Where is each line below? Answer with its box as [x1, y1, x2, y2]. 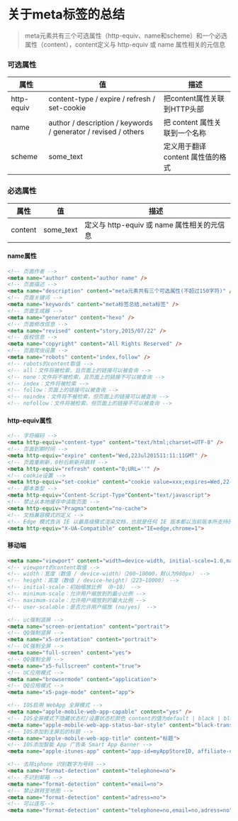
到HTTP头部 [163, 104, 204, 114]
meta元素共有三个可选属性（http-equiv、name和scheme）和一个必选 [24, 31, 228, 40]
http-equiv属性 [7, 416, 52, 425]
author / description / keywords [48, 118, 154, 128]
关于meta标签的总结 [7, 6, 125, 23]
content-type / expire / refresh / [48, 94, 156, 104]
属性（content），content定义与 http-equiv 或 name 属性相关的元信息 [24, 40, 226, 48]
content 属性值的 [163, 152, 220, 162]
